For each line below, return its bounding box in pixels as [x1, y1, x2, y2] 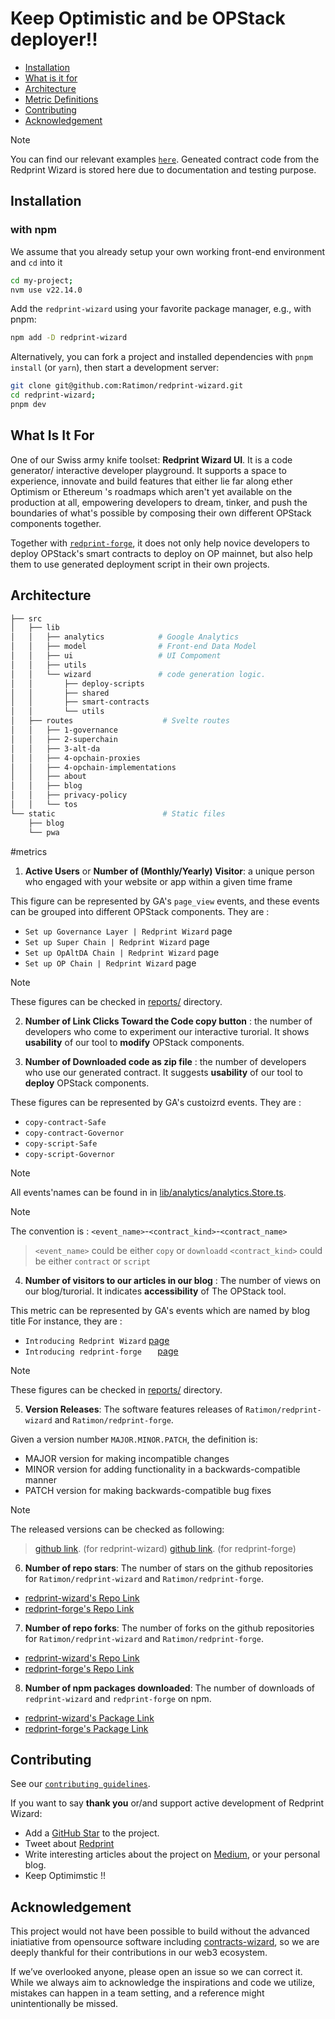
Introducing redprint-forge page [24, 1345, 179, 1357]
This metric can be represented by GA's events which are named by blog [10, 1304, 311, 1316]
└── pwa [28, 827, 60, 837]
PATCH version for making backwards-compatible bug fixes [24, 1484, 272, 1496]
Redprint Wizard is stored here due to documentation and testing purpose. [10, 163, 317, 176]
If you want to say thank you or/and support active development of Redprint [10, 1797, 325, 1809]
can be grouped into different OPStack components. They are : [10, 905, 270, 917]
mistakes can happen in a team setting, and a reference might [10, 1987, 265, 1999]
